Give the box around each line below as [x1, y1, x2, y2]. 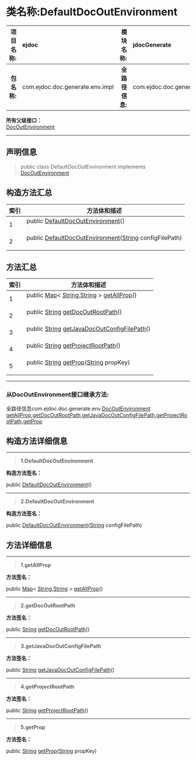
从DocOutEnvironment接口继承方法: [6, 391, 109, 399]
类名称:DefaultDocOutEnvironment [6, 5, 178, 19]
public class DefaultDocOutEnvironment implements [20, 163, 146, 170]
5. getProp [20, 724, 45, 731]
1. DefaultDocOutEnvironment [20, 457, 93, 465]
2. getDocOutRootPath [20, 602, 76, 609]
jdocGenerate [132, 40, 172, 49]
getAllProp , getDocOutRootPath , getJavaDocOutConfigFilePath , [6, 412, 156, 419]
